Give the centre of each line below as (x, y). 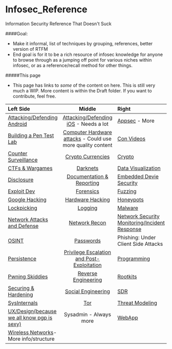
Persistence (22, 259)
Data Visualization (139, 168)
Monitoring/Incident (141, 223)
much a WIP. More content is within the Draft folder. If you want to (82, 90)
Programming (134, 259)
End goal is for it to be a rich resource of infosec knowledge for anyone (88, 54)
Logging (88, 208)
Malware (128, 208)
